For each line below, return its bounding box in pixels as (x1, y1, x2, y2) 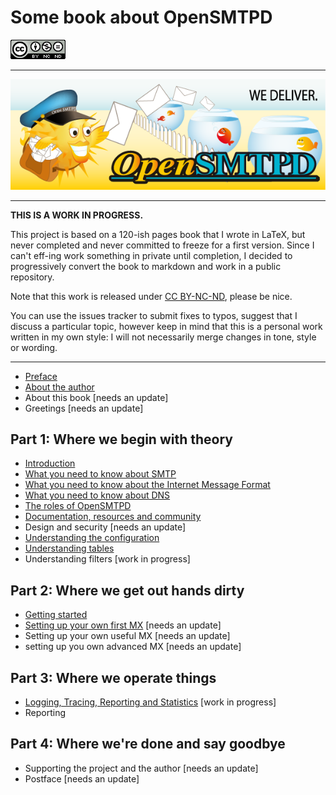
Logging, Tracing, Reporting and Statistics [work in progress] (24, 696, 277, 708)
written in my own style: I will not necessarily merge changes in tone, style (10, 331, 317, 343)
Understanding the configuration (24, 532, 160, 544)
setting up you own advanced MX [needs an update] (24, 641, 242, 653)
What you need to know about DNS (24, 489, 171, 501)
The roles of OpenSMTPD (24, 500, 132, 512)
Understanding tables (24, 542, 115, 555)
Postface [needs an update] (24, 772, 140, 785)
